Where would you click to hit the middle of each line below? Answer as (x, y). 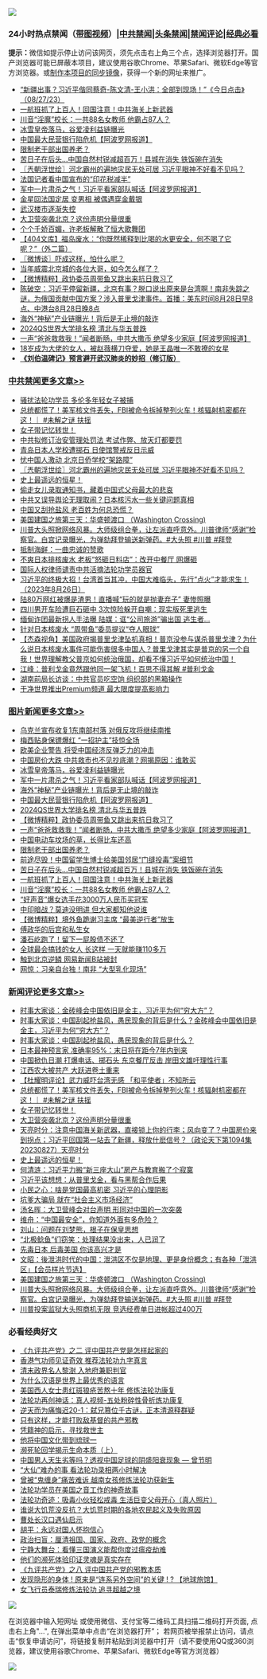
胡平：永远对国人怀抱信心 (62, 1530)
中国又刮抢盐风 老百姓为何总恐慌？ (76, 509)
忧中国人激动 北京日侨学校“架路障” (76, 460)
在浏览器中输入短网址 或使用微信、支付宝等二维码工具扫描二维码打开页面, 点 (133, 1622)
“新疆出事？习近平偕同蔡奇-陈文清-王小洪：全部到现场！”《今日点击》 (132, 90)
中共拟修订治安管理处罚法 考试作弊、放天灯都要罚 (101, 440)
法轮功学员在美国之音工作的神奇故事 (79, 1490)
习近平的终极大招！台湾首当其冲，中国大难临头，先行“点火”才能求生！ (134, 579)
